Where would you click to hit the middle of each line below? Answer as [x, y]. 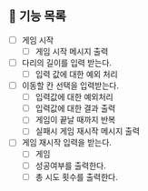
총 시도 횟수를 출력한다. [77, 176]
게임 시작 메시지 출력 [72, 51]
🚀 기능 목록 [38, 16]
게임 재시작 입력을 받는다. [67, 143]
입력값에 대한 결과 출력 [75, 108]
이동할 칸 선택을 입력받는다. [70, 85]
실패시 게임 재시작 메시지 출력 [87, 131]
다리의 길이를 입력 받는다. [67, 63]
